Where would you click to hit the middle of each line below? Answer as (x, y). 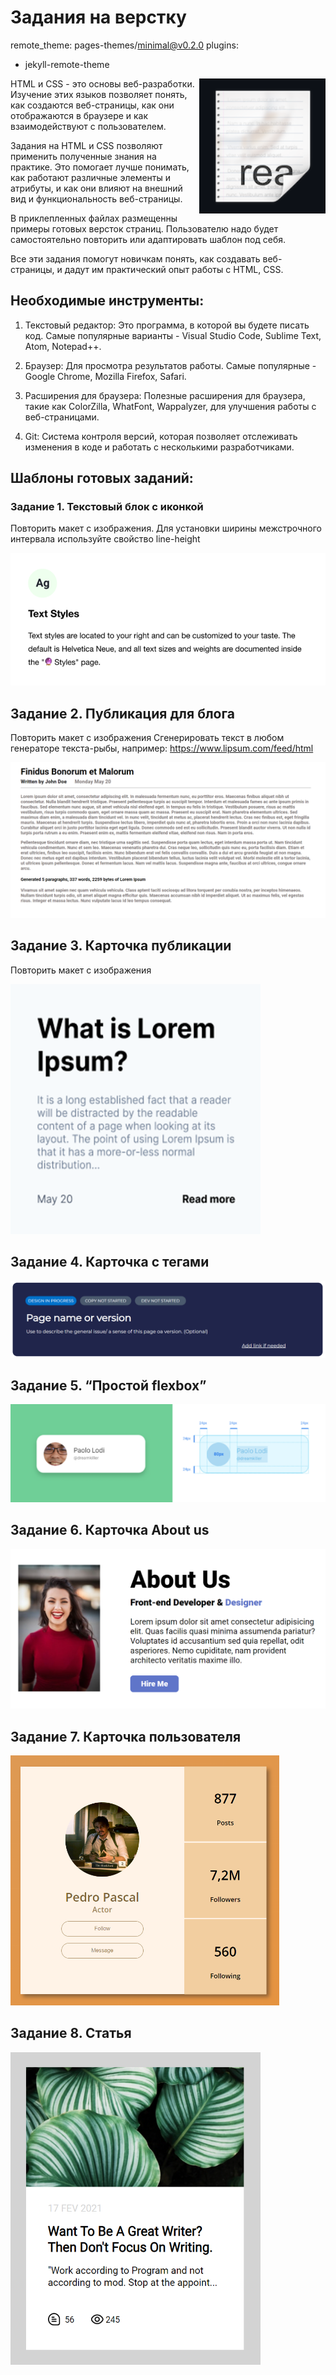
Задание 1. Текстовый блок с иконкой (107, 507)
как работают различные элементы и (91, 177)
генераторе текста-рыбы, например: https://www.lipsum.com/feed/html (162, 748)
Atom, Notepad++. (63, 346)
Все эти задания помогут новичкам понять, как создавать (135, 258)
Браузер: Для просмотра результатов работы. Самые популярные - (170, 365)
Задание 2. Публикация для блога (122, 713)
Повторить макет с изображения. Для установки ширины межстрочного (166, 528)
